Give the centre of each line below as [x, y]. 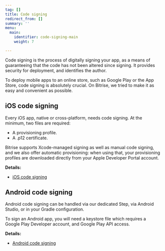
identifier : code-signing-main [46, 37]
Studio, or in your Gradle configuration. [45, 209]
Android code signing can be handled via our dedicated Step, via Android [80, 204]
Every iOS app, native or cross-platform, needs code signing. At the [74, 118]
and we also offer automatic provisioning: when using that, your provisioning [83, 153]
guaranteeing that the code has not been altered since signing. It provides [80, 65]
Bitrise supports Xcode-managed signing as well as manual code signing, [80, 147]
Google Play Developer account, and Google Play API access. [67, 224]
